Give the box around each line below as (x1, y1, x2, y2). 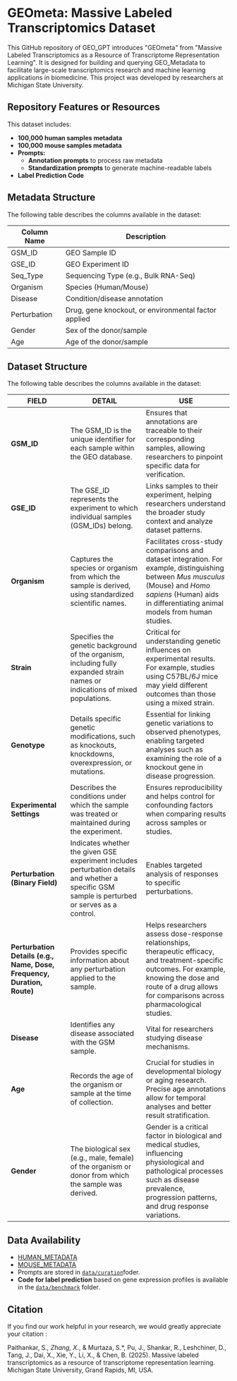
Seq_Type (11, 270, 44, 280)
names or (70, 676, 102, 686)
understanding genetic (145, 636, 221, 646)
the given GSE (70, 847, 118, 857)
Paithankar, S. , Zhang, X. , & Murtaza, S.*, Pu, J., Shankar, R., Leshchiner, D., (7, 1344, 227, 1351)
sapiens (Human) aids (145, 590, 219, 600)
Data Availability (7, 1234, 81, 1246)
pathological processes (145, 1166, 224, 1176)
